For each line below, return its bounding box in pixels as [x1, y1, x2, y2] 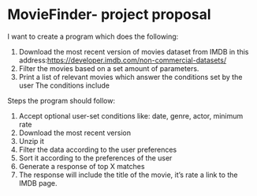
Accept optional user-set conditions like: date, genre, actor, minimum [18, 111, 244, 120]
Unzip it [18, 136, 45, 145]
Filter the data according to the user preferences [18, 145, 177, 154]
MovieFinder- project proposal [7, 6, 211, 24]
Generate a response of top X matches [18, 161, 145, 171]
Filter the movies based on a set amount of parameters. [18, 63, 199, 73]
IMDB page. [18, 178, 58, 187]
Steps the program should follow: [7, 96, 116, 105]
